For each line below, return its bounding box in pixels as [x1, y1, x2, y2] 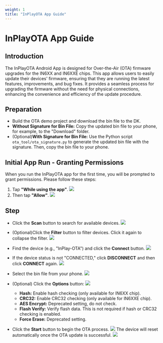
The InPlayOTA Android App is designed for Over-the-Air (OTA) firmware [5, 65, 151, 71]
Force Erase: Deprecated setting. [19, 316, 87, 322]
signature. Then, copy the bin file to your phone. [12, 144, 109, 150]
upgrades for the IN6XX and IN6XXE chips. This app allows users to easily [5, 70, 155, 76]
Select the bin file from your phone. [12, 271, 84, 277]
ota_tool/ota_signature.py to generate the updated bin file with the [12, 139, 149, 145]
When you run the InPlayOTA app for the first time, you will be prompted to [5, 171, 155, 177]
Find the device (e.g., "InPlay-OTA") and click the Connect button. [12, 245, 145, 251]
